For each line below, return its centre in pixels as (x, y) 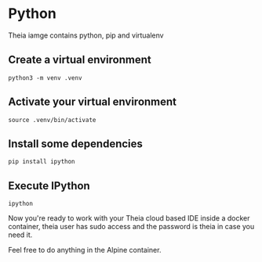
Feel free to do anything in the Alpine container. (85, 250)
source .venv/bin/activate (52, 120)
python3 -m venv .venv (45, 78)
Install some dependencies (76, 144)
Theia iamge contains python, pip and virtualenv (86, 35)
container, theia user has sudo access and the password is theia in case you (131, 227)
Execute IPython (49, 186)
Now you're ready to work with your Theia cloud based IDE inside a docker (129, 218)
